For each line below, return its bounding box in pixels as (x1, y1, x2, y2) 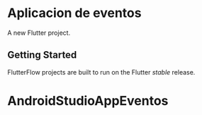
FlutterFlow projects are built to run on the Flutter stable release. (7, 67, 196, 76)
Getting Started (7, 49, 77, 61)
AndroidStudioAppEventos (7, 92, 169, 109)
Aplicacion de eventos (7, 5, 142, 21)
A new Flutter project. (7, 28, 71, 37)
